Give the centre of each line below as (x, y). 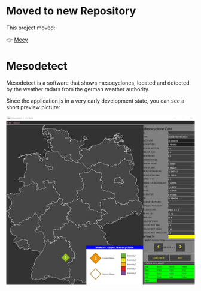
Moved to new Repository (71, 11)
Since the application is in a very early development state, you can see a (95, 101)
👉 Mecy (17, 40)
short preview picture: (33, 107)
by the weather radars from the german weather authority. (78, 89)
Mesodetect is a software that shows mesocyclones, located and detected (98, 83)
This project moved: (31, 28)
